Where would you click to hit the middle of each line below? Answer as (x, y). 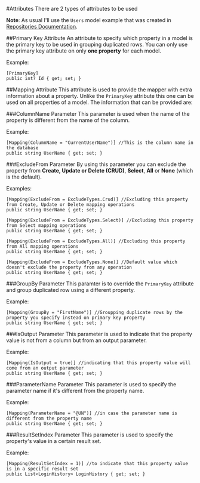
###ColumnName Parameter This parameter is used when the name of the (98, 114)
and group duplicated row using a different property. (71, 290)
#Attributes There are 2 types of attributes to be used (72, 9)
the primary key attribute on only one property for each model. (84, 51)
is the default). (24, 177)
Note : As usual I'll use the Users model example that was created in (89, 20)
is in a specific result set (42, 469)
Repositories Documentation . (42, 27)
